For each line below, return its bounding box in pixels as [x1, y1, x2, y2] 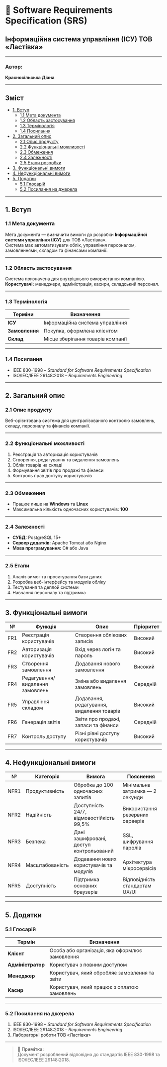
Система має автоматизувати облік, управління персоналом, [5, 242, 136, 248]
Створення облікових [75, 632, 127, 639]
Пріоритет [134, 623, 160, 630]
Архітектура [122, 858, 152, 865]
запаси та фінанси [75, 722, 119, 729]
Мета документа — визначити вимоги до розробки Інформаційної [5, 231, 148, 237]
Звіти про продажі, [75, 716, 121, 723]
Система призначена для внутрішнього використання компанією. [5, 276, 146, 282]
